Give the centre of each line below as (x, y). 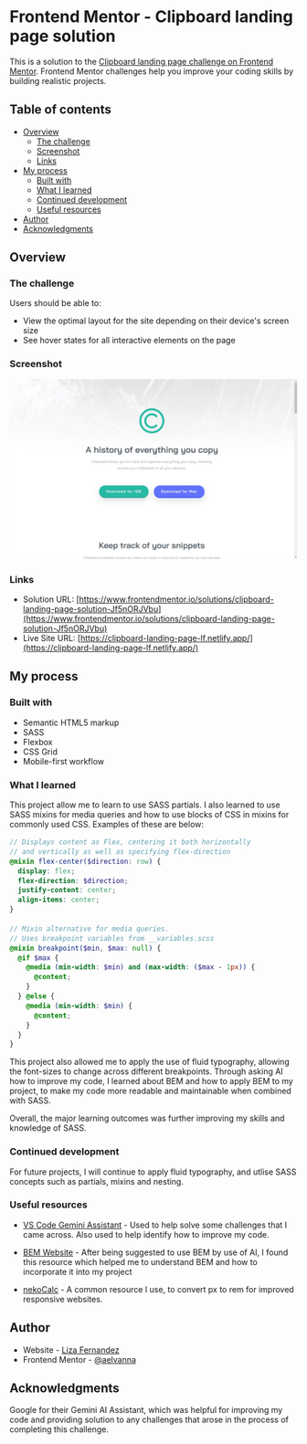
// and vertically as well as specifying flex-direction (120, 851)
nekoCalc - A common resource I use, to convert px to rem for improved (158, 1289)
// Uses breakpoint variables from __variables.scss (112, 938)
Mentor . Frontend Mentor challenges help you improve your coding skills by (152, 71)
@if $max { (38, 958)
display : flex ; (47, 871)
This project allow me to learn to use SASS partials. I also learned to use (145, 805)
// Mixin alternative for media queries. (90, 929)
